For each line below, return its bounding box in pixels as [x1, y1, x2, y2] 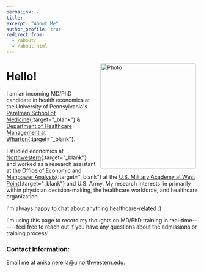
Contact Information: [6, 244, 70, 253]
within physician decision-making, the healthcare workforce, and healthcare [6, 186, 198, 194]
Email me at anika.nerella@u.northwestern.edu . [6, 259, 125, 266]
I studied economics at [6, 147, 64, 154]
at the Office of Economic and [6, 167, 82, 174]
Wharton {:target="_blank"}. [6, 135, 76, 143]
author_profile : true [6, 26, 62, 32]
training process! [6, 229, 49, 236]
